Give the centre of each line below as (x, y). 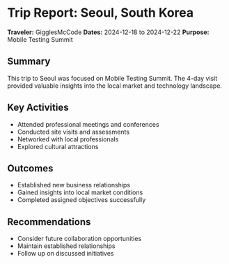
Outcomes (30, 168)
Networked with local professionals (68, 139)
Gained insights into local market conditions (80, 192)
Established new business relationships (74, 185)
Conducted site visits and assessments (73, 132)
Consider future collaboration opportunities (79, 239)
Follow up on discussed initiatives (65, 254)
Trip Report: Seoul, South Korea (101, 13)
